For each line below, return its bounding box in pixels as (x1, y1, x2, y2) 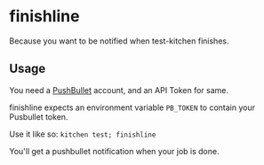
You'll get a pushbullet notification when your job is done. (9, 145, 220, 156)
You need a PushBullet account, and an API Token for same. (9, 84, 229, 95)
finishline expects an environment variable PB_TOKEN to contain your (9, 102, 256, 113)
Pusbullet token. (9, 111, 68, 122)
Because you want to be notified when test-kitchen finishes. (9, 35, 229, 46)
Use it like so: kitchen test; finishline (9, 129, 156, 139)
